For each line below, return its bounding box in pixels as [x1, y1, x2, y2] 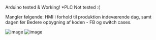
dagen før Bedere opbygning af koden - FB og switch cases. [5, 19, 132, 25]
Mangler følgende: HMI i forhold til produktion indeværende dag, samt [5, 14, 152, 19]
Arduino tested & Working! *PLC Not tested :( [5, 4, 100, 10]
